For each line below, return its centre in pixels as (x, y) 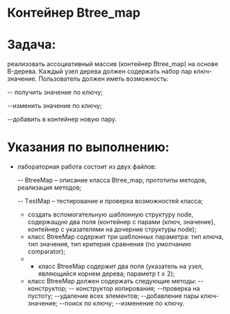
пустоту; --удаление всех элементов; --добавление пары (113, 296)
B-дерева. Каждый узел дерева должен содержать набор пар (100, 72)
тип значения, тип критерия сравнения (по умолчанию (109, 244)
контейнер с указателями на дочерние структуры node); (112, 229)
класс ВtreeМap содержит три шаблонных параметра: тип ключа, (125, 237)
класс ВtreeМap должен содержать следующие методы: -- (115, 281)
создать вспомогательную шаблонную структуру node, (110, 214)
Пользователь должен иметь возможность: (103, 79)
